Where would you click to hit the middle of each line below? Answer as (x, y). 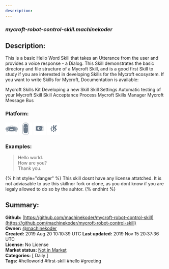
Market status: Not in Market (36, 250)
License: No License (27, 244)
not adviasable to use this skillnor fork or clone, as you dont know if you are (84, 183)
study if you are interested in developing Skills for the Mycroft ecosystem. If (85, 75)
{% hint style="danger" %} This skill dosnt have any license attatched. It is (83, 178)
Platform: (17, 114)
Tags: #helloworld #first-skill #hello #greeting (53, 261)
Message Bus (20, 101)
